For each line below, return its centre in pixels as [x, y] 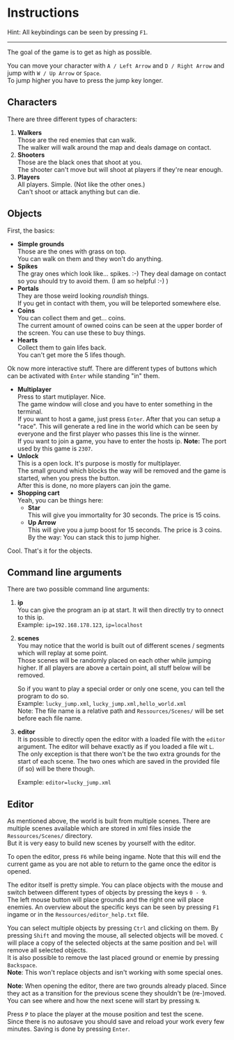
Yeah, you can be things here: [60, 500]
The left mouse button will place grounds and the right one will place [106, 900]
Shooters [31, 155]
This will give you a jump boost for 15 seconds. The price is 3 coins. [125, 530]
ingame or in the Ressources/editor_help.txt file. [78, 915]
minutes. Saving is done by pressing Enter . [69, 1029]
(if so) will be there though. [56, 769]
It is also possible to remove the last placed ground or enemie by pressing [113, 958]
